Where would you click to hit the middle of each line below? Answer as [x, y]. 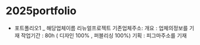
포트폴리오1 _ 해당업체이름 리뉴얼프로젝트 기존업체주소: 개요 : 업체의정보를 [101, 28]
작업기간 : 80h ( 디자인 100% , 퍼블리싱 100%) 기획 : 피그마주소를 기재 [104, 35]
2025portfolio [41, 11]
